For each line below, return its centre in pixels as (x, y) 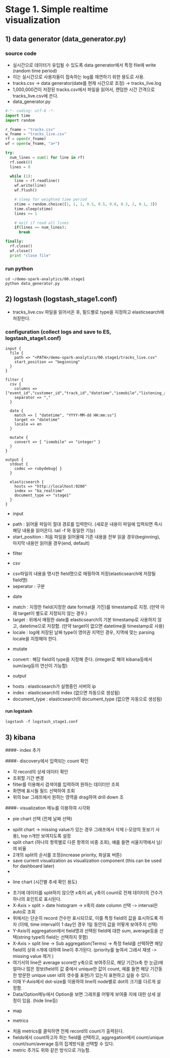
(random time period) (35, 71)
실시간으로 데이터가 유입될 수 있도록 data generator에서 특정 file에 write (84, 65)
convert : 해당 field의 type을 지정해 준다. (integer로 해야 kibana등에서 (82, 659)
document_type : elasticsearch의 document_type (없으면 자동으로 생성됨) (87, 699)
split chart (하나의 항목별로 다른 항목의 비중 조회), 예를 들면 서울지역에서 (84, 842)
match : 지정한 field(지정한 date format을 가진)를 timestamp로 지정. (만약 (86, 607)
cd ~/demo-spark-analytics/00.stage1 (45, 279)
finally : (14, 242)
